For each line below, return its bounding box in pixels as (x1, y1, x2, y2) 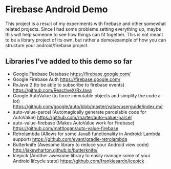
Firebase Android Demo (5, 4, 108, 15)
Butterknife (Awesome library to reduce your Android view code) (12, 141, 149, 147)
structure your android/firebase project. (5, 42, 89, 48)
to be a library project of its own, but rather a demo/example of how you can (5, 37, 166, 43)
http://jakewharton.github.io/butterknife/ (12, 147, 98, 153)
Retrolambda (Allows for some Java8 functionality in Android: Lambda (12, 131, 161, 137)
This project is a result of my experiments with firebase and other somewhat (5, 20, 166, 27)
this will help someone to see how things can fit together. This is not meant (5, 31, 163, 37)
